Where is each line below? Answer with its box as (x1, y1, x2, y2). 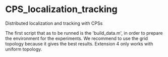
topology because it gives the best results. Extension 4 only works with (5, 40, 153, 46)
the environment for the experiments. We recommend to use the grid (5, 35, 148, 41)
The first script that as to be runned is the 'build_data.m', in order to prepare (5, 30, 163, 36)
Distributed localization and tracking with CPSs (5, 20, 103, 26)
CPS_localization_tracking (5, 4, 118, 15)
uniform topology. (5, 46, 42, 52)
